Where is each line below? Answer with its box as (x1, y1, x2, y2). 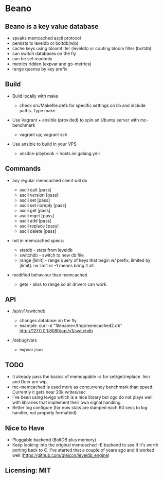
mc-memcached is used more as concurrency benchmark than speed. (12, 384, 154, 390)
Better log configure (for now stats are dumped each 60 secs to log (12, 405, 147, 411)
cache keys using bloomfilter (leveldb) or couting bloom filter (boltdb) (12, 46, 152, 51)
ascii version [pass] (19, 192, 59, 198)
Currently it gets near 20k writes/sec (12, 389, 86, 395)
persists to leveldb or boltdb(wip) (12, 40, 79, 46)
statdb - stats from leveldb (19, 247, 73, 253)
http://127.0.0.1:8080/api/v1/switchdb (19, 328, 93, 334)
